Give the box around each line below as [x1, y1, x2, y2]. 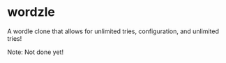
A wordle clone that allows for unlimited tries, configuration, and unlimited [7, 27, 220, 35]
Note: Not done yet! [7, 48, 64, 56]
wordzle [7, 4, 56, 20]
